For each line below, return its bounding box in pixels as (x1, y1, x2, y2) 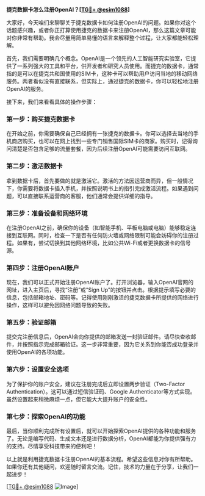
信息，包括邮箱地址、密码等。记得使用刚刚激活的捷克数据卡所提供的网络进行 (6, 294, 199, 301)
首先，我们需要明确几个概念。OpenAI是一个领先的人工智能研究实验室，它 (6, 55, 191, 62)
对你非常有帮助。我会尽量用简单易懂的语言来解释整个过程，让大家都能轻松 (6, 34, 193, 41)
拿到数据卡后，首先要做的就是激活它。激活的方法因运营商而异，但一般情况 (6, 177, 193, 184)
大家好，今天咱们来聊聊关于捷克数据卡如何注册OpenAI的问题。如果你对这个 (6, 19, 196, 26)
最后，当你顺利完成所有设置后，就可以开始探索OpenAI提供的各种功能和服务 (6, 427, 196, 435)
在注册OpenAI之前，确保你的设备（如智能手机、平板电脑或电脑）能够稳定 (6, 224, 191, 231)
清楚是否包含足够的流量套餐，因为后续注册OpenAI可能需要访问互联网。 (11, 145, 191, 153)
